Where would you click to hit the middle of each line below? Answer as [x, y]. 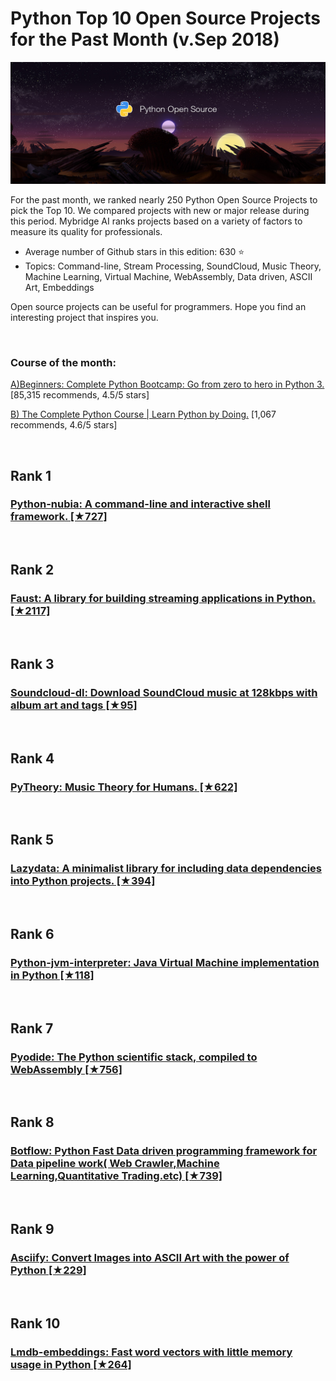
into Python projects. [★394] [83, 881]
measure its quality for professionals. [86, 231]
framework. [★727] [59, 517]
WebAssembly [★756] [66, 1069]
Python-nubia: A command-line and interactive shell [140, 504]
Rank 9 [32, 1229]
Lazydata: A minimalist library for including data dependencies [166, 869]
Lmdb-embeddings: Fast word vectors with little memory [151, 1352]
